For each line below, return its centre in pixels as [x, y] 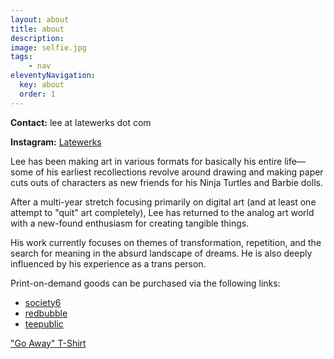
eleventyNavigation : [53, 76]
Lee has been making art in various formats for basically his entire [146, 161]
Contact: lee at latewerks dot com [81, 122]
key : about [42, 85]
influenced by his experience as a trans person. [108, 263]
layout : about [40, 19]
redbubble [46, 313]
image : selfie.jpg [48, 47]
